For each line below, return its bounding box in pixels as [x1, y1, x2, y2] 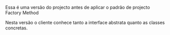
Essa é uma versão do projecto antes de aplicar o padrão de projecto [5, 5, 150, 10]
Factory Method [5, 10, 39, 16]
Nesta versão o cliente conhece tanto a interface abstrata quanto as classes [5, 20, 165, 25]
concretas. [5, 25, 28, 31]
